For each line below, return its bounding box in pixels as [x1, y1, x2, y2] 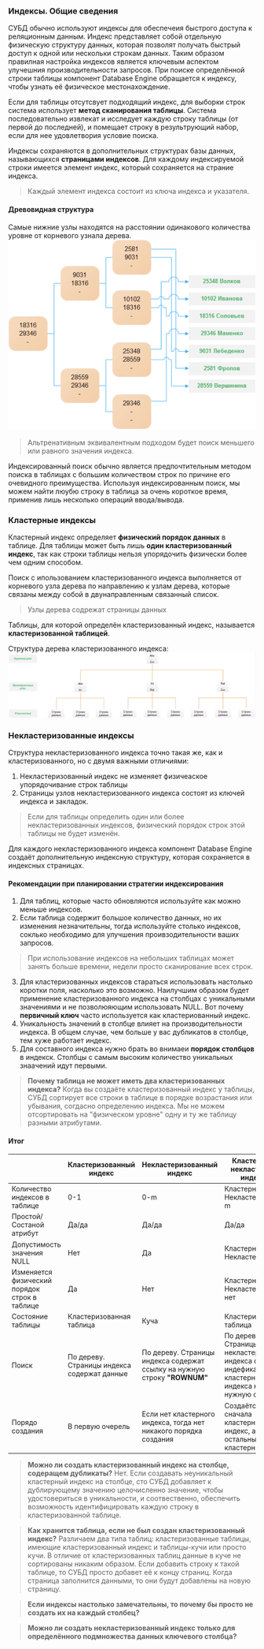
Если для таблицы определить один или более [27, 812, 185, 822]
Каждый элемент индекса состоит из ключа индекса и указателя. [27, 187, 250, 196]
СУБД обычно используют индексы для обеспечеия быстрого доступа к [8, 24, 253, 33]
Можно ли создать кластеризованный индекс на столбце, [27, 1461, 229, 1470]
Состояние [11, 1311, 49, 1322]
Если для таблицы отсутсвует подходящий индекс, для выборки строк [8, 97, 246, 107]
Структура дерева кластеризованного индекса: [8, 644, 169, 653]
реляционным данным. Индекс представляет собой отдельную [8, 32, 222, 41]
